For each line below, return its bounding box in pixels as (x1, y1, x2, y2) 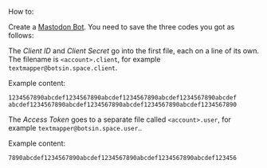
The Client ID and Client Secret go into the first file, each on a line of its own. (8, 46, 259, 55)
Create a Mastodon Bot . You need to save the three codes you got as (8, 22, 235, 31)
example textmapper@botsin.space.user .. (8, 123, 143, 132)
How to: (8, 7, 34, 16)
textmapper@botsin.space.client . (8, 63, 118, 72)
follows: (8, 31, 34, 40)
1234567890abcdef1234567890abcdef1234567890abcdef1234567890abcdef (8, 94, 238, 102)
